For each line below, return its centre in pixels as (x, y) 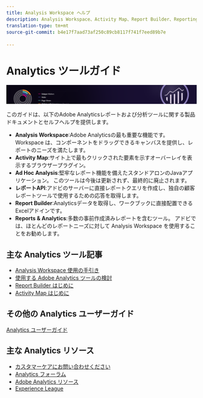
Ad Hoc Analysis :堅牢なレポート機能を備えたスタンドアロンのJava (98, 173)
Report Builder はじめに (44, 286)
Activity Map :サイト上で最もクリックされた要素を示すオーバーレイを (101, 158)
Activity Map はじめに (42, 293)
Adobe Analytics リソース (47, 382)
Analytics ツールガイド (64, 71)
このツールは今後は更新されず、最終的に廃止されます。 (122, 180)
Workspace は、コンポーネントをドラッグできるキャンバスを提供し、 (101, 143)
